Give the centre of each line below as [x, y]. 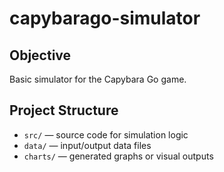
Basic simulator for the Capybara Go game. [98, 79]
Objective [40, 55]
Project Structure [64, 110]
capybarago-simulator [105, 18]
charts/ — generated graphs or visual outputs [118, 156]
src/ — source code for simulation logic [106, 134]
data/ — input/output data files [87, 145]
